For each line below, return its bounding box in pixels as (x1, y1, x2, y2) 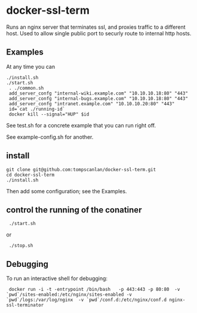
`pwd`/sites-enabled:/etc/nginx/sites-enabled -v (6, 291, 133, 298)
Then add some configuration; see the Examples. (6, 187, 127, 195)
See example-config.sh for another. (6, 133, 94, 141)
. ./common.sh (8, 85, 44, 91)
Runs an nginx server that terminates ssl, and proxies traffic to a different (6, 23, 186, 31)
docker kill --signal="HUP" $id (8, 111, 90, 117)
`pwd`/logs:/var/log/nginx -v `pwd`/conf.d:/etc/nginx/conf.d (6, 297, 167, 303)
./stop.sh (8, 243, 33, 249)
